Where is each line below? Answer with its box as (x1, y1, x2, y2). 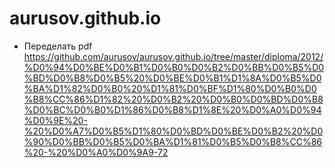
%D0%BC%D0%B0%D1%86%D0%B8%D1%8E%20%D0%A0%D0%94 (23, 103, 322, 116)
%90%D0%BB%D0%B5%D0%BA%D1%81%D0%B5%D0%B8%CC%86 (23, 135, 323, 147)
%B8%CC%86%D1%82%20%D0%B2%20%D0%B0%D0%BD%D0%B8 (23, 93, 324, 105)
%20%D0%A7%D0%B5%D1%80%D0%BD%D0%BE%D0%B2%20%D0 (23, 125, 324, 137)
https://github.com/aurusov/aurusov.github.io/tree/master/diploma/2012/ (23, 50, 324, 62)
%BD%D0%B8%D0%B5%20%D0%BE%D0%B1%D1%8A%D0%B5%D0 (23, 72, 322, 84)
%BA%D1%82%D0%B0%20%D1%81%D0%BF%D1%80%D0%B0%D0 (23, 82, 317, 94)
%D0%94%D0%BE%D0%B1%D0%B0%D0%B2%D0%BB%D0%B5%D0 (23, 61, 325, 73)
